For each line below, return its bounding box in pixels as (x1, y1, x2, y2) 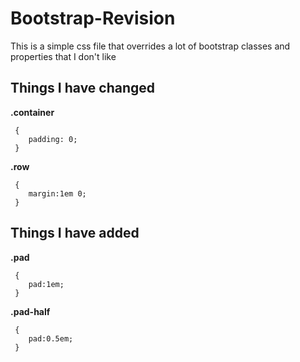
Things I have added (10, 225, 140, 242)
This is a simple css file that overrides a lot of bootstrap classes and (10, 40, 291, 52)
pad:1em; (28, 279, 65, 289)
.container (10, 106, 55, 118)
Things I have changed (10, 80, 156, 97)
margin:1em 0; (28, 188, 87, 199)
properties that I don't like (10, 50, 117, 62)
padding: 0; (28, 134, 78, 144)
